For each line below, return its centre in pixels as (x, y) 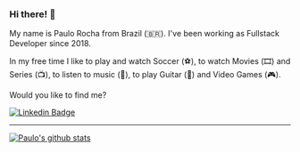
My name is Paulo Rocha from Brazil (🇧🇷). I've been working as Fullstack (144, 34)
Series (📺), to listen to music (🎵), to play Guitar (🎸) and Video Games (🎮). (145, 75)
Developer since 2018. (50, 44)
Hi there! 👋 (33, 14)
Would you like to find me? (58, 95)
